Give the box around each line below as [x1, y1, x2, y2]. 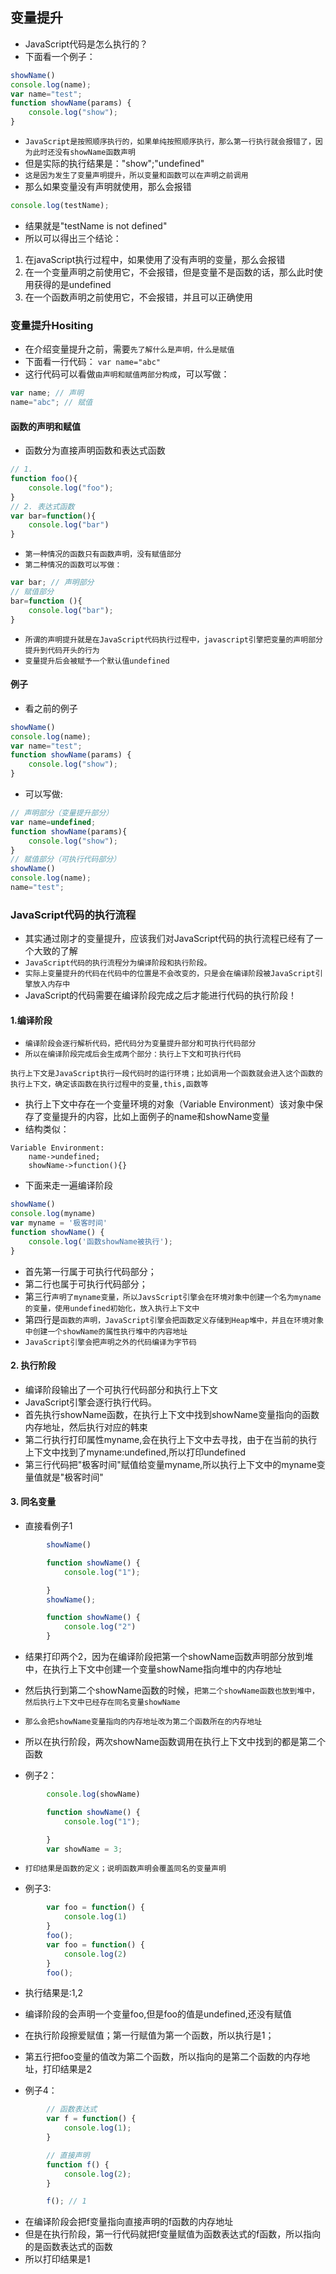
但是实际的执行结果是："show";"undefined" [24, 158, 205, 170]
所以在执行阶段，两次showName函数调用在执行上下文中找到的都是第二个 [24, 1736, 326, 1748]
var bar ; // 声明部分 [10, 578, 95, 588]
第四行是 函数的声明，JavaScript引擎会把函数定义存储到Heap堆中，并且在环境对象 [24, 1313, 325, 1325]
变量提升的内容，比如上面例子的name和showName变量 [42, 1111, 270, 1123]
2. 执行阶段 [10, 1359, 57, 1372]
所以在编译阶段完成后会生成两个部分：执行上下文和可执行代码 [24, 1049, 242, 1060]
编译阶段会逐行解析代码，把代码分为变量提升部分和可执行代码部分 [24, 1039, 257, 1049]
